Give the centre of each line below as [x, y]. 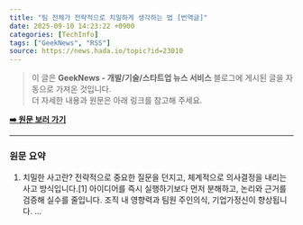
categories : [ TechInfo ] [54, 34]
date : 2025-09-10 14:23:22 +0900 [72, 26]
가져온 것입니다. [83, 89]
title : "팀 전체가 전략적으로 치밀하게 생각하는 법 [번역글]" [109, 18]
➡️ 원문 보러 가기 [38, 120]
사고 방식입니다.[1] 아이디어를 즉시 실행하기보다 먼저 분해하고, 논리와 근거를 [154, 189]
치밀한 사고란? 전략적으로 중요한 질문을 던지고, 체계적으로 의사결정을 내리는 [154, 177]
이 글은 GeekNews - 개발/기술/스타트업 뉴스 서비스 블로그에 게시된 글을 [157, 78]
